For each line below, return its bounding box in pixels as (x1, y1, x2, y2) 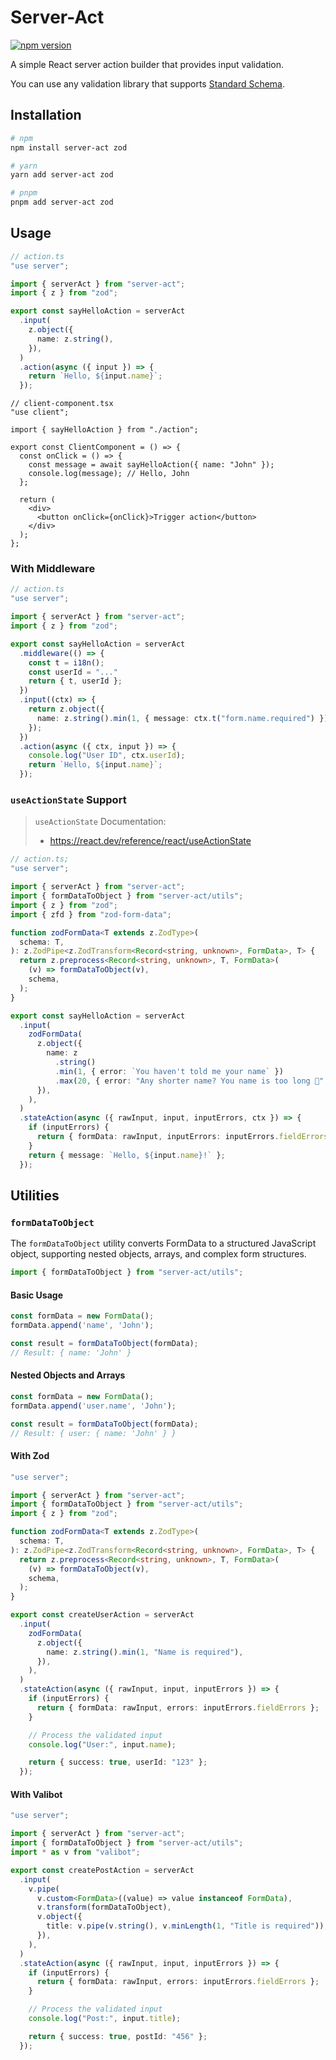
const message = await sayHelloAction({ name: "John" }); (28, 460, 275, 470)
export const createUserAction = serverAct (10, 1610, 195, 1620)
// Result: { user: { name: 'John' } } (10, 1428, 177, 1438)
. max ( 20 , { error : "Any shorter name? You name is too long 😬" (54, 1076, 325, 1086)
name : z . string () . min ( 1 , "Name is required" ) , (46, 1647, 244, 1657)
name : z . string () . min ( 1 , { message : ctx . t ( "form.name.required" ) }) (36, 713, 329, 723)
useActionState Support (10, 793, 127, 807)
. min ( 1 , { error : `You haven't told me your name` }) (54, 1066, 284, 1076)
